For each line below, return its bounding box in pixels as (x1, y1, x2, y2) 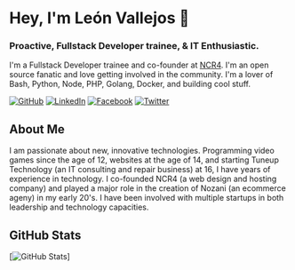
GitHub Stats (9, 227, 82, 242)
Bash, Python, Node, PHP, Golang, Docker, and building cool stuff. (9, 79, 251, 90)
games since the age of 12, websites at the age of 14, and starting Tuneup (9, 155, 280, 165)
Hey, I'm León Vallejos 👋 (9, 8, 190, 28)
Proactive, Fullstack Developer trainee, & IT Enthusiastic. (9, 40, 259, 52)
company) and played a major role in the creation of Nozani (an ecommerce (9, 183, 286, 194)
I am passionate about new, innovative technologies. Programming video (9, 146, 275, 156)
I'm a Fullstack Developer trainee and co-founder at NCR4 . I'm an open (9, 60, 269, 70)
